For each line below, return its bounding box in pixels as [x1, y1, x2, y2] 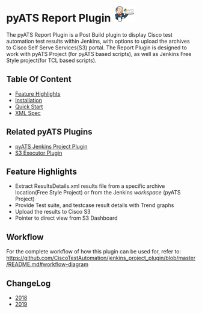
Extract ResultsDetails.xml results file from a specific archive [14, 182, 165, 190]
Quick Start [14, 103, 43, 110]
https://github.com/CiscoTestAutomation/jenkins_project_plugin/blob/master [6, 255, 196, 262]
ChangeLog [6, 278, 51, 288]
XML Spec [14, 109, 41, 116]
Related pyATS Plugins [6, 127, 93, 137]
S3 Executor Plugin [14, 149, 63, 156]
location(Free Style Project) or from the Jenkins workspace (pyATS [14, 189, 181, 196]
